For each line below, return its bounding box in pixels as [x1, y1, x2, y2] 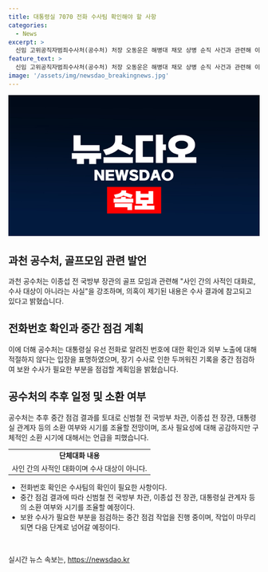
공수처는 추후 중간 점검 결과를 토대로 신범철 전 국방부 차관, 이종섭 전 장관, [8, 413, 235, 422]
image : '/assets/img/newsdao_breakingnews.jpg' [8, 72, 170, 80]
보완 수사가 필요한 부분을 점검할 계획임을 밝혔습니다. [16, 364, 179, 374]
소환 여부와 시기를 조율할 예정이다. [28, 503, 136, 512]
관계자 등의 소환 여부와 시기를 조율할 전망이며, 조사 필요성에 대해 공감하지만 [16, 422, 251, 432]
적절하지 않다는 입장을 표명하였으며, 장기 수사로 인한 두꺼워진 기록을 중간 [8, 355, 234, 364]
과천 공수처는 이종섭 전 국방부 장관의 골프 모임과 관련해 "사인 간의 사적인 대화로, [8, 276, 256, 286]
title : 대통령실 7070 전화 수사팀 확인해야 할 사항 [8, 13, 157, 21]
